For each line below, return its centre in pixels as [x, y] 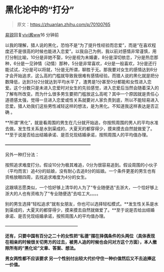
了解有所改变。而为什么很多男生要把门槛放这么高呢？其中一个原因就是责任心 [82, 94]
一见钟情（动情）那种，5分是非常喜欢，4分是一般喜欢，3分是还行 [91, 63]
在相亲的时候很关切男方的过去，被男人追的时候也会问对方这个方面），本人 [79, 242]
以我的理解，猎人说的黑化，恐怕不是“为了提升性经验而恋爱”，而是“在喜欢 [79, 45]
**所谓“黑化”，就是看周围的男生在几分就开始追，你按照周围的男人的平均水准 [82, 122]
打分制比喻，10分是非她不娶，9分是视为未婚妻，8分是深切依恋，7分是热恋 [80, 57]
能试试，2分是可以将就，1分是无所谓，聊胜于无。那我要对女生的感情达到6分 [81, 69]
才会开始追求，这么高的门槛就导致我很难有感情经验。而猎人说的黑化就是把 [80, 76]
